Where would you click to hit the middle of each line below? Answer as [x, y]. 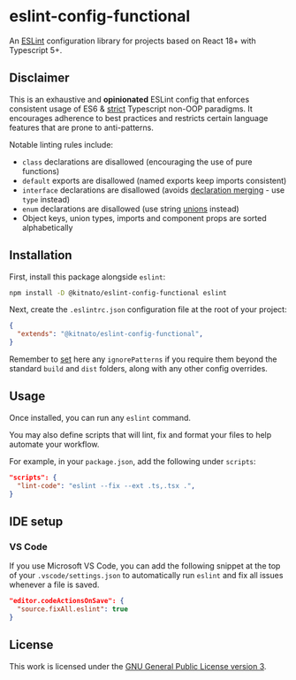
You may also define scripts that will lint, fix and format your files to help [140, 434]
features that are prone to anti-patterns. [82, 127]
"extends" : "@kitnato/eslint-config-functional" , [110, 334]
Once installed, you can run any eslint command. [100, 417]
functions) [41, 171]
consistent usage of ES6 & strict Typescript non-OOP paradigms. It [131, 109]
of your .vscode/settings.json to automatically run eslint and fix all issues [146, 576]
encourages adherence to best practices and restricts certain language [139, 118]
